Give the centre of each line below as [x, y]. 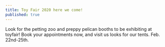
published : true [22, 15]
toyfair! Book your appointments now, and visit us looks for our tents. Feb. [83, 34]
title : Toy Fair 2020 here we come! [44, 10]
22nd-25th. [17, 40]
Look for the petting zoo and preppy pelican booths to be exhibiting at [79, 29]
